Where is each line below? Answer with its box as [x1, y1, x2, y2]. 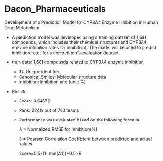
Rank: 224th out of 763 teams [19, 107, 79, 113]
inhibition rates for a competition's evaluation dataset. [11, 50, 120, 56]
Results [11, 88, 27, 94]
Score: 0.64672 [19, 98, 51, 103]
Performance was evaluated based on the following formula [19, 117, 140, 122]
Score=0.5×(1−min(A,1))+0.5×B [19, 150, 81, 156]
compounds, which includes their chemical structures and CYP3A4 [11, 39, 147, 45]
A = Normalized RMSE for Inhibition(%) [19, 126, 98, 132]
